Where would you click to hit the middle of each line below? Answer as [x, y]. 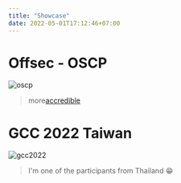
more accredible [54, 100]
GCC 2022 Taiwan [70, 133]
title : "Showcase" [39, 16]
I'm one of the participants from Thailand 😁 [101, 171]
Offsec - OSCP [58, 63]
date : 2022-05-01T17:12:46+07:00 [64, 23]
